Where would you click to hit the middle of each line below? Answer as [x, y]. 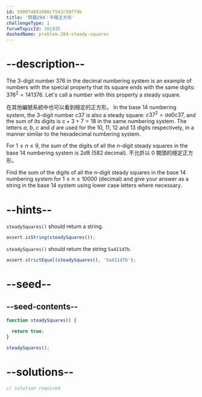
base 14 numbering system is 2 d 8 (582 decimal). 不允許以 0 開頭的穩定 [94, 153]
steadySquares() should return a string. [55, 226]
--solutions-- [40, 372]
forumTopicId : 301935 [33, 29]
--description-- [46, 64]
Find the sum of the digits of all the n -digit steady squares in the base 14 [96, 173]
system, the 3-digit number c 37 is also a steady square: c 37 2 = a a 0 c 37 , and [101, 114]
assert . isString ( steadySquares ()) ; [51, 238]
